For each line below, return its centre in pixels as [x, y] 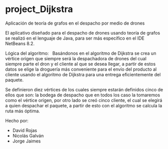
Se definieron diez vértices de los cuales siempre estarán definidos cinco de [84, 89]
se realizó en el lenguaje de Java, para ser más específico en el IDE [75, 38]
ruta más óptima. [23, 111]
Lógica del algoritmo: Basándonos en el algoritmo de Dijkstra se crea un [81, 53]
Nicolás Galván [28, 135]
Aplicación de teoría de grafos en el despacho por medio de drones [75, 23]
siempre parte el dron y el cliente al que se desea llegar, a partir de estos [80, 64]
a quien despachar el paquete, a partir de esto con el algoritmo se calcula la [84, 105]
